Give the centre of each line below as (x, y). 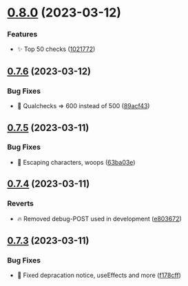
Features (22, 34)
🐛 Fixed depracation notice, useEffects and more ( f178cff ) (99, 275)
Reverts (21, 203)
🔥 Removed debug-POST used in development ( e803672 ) (100, 218)
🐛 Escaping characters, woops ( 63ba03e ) (76, 162)
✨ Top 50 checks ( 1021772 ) (56, 49)
